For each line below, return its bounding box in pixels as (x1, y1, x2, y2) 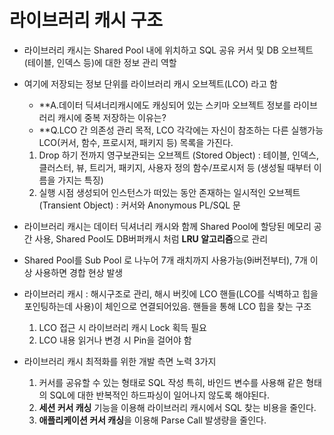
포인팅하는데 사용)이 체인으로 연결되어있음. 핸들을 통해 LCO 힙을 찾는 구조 (23, 300, 312, 312)
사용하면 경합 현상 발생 (34, 266, 124, 278)
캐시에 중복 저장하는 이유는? (57, 111, 167, 123)
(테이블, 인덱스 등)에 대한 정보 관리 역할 (23, 56, 177, 68)
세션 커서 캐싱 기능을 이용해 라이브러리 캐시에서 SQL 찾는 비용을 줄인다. (38, 401, 317, 413)
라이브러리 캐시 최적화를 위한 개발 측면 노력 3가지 (23, 355, 217, 367)
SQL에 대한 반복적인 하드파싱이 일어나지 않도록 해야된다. (49, 389, 270, 401)
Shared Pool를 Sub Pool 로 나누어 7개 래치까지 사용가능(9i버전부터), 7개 (23, 254, 308, 266)
